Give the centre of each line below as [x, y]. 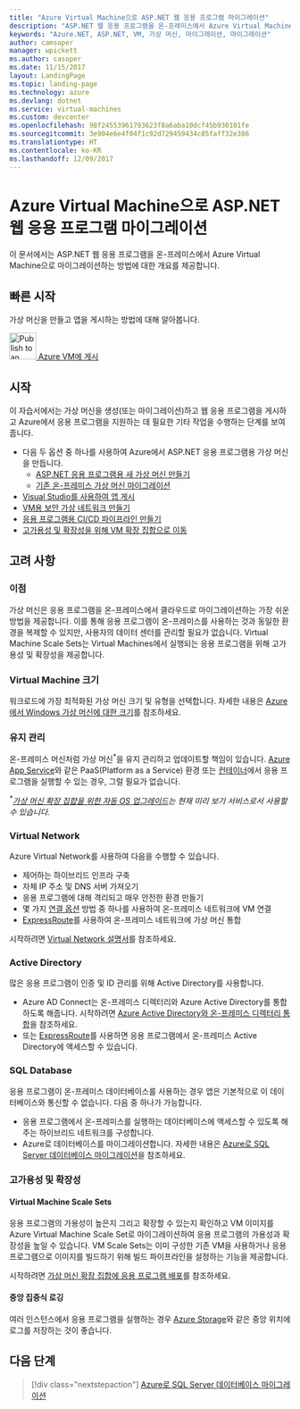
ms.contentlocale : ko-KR [55, 150]
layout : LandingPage [48, 76]
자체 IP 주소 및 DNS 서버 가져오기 [80, 886]
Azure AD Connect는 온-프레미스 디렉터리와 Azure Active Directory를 [146, 1002]
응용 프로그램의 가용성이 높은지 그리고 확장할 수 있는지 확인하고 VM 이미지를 [142, 1223]
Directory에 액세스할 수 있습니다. [80, 1047]
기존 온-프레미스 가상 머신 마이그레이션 [103, 486]
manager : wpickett [43, 51]
